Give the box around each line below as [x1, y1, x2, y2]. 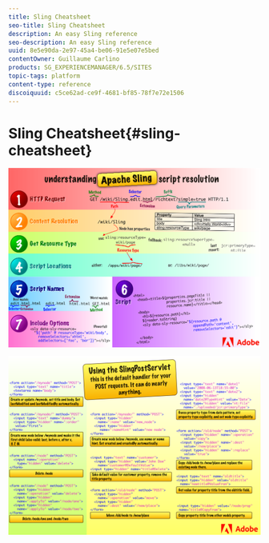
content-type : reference [8, 80, 91, 88]
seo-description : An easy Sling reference [8, 38, 152, 46]
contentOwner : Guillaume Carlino [8, 55, 120, 63]
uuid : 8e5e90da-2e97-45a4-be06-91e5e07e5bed [8, 46, 159, 55]
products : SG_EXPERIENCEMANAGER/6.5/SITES [8, 64, 152, 72]
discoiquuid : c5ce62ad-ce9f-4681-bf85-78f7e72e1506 [8, 89, 184, 97]
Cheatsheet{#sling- [46, 124, 181, 142]
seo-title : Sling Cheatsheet [8, 21, 106, 30]
